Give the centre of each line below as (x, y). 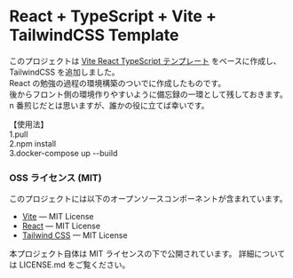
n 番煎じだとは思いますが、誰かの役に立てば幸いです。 (109, 105)
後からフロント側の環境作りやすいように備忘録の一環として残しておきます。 (149, 94)
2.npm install (32, 143)
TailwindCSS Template (94, 35)
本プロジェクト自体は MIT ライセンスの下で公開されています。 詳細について (147, 254)
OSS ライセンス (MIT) (55, 178)
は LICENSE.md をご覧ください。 (70, 265)
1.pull (19, 134)
